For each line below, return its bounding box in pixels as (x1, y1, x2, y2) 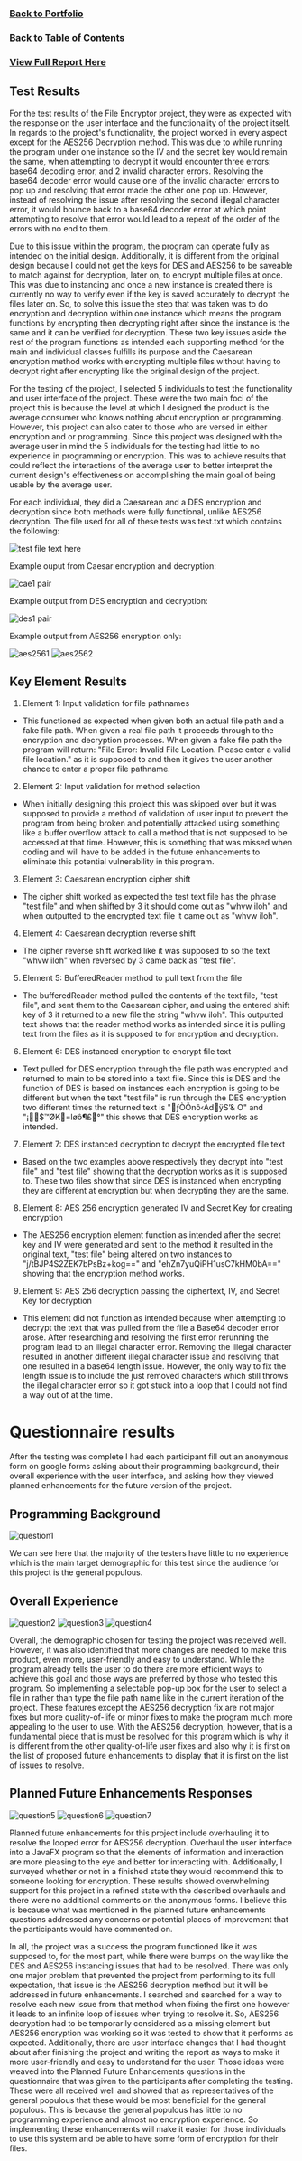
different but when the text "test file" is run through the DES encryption (22, 1092, 287, 1103)
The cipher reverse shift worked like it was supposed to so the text (22, 946, 270, 957)
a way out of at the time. (22, 1390, 113, 1401)
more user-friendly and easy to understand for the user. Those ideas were (9, 2056, 285, 2067)
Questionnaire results (9, 1421, 176, 1442)
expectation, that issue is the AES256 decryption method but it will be (9, 1979, 269, 1990)
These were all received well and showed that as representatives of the (9, 2085, 274, 2096)
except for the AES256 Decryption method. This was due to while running (9, 137, 283, 147)
